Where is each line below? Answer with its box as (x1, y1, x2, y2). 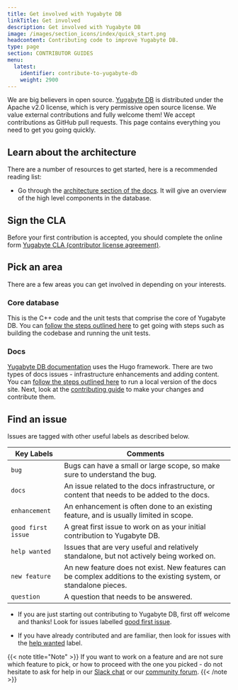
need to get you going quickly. (7, 125, 96, 135)
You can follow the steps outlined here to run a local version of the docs (7, 378, 217, 386)
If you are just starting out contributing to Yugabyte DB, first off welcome (17, 610, 230, 618)
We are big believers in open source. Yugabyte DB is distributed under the (7, 96, 224, 104)
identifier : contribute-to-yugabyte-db (20, 69, 138, 77)
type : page (7, 43, 40, 50)
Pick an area (7, 261, 63, 273)
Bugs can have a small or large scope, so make (64, 461, 220, 471)
